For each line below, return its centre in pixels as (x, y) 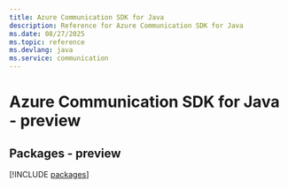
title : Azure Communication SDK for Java (87, 17)
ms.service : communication (59, 58)
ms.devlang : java (41, 50)
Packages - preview (65, 153)
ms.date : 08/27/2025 (47, 34)
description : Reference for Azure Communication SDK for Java (126, 26)
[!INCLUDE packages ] (49, 174)
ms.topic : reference (47, 42)
